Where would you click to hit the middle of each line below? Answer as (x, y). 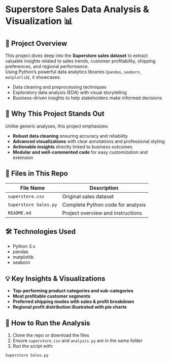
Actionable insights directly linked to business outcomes (73, 146)
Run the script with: (33, 346)
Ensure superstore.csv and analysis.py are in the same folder (78, 341)
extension (23, 157)
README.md (20, 213)
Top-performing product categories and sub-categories (73, 291)
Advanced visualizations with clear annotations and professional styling (89, 141)
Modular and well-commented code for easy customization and (80, 152)
